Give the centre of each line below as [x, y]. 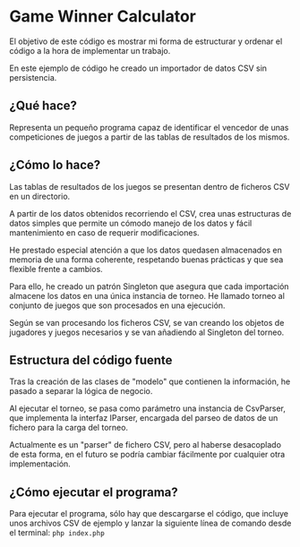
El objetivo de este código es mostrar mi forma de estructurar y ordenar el [146, 41]
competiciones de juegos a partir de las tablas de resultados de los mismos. [150, 137]
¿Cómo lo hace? [55, 165]
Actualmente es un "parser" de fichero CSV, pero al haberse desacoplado [146, 445]
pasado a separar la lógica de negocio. [81, 391]
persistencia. [33, 77]
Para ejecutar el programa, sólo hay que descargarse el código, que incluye [149, 514]
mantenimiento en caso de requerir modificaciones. [104, 232]
